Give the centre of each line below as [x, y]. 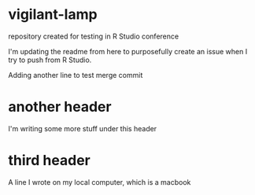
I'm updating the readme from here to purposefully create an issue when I [128, 51]
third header [49, 161]
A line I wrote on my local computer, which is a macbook [100, 182]
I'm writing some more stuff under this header [83, 128]
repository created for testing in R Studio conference [94, 36]
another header [60, 107]
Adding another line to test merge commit [76, 75]
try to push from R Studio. [50, 60]
